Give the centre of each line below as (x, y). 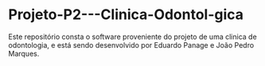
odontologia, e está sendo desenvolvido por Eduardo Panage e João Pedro (131, 45)
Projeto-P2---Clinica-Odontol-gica (126, 15)
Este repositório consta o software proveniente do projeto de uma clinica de (132, 37)
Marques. (24, 53)
